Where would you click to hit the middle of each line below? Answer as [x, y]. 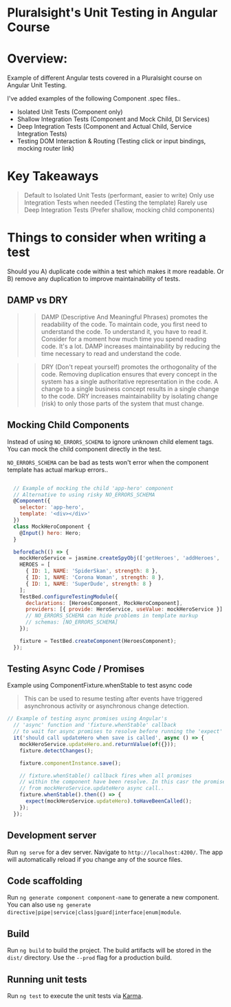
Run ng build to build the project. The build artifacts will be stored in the [109, 951]
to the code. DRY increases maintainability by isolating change [130, 396]
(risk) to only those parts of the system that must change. [122, 403]
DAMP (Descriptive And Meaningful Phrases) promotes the [124, 317]
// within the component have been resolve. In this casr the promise [123, 782]
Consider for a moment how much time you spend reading [124, 339]
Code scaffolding [45, 881]
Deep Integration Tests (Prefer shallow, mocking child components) [119, 210]
